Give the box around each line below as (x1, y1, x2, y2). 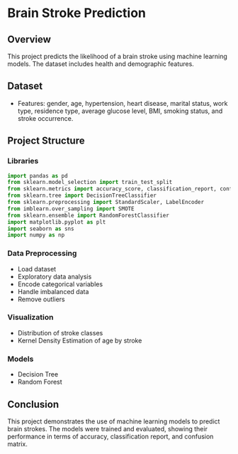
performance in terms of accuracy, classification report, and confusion (7, 432, 214, 441)
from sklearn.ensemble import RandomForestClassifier (7, 212, 170, 219)
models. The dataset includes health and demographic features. (7, 60, 195, 68)
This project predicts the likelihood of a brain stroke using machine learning (7, 52, 228, 60)
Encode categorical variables (17, 279, 103, 288)
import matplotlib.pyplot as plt (7, 218, 106, 225)
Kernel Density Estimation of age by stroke (17, 336, 142, 345)
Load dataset (17, 264, 57, 273)
